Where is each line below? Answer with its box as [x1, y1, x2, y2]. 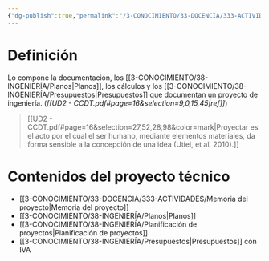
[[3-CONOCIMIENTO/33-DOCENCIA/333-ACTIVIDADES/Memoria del [18, 194, 248, 203]
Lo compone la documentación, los [7, 73, 124, 82]
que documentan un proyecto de [149, 90, 259, 99]
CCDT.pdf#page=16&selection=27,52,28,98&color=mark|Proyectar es [26, 122, 259, 132]
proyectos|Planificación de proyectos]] [18, 227, 149, 237]
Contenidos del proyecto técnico [7, 167, 230, 185]
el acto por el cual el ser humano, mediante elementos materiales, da [26, 130, 255, 140]
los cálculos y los [104, 81, 162, 90]
